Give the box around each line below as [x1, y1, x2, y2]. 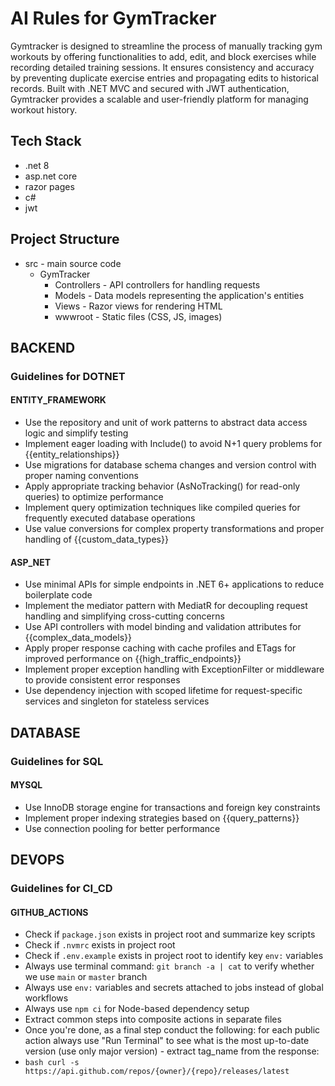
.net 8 [24, 159, 50, 171]
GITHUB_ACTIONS [10, 906, 89, 918]
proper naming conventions [24, 470, 139, 482]
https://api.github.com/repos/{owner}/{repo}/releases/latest [24, 1067, 290, 1077]
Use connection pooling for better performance [24, 822, 221, 834]
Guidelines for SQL [10, 754, 104, 768]
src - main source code [24, 257, 122, 269]
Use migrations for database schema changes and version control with [24, 459, 317, 471]
